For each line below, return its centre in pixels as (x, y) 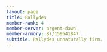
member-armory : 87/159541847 (42, 34)
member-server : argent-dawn (41, 28)
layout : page (22, 12)
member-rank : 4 (25, 23)
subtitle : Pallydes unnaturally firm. (54, 39)
